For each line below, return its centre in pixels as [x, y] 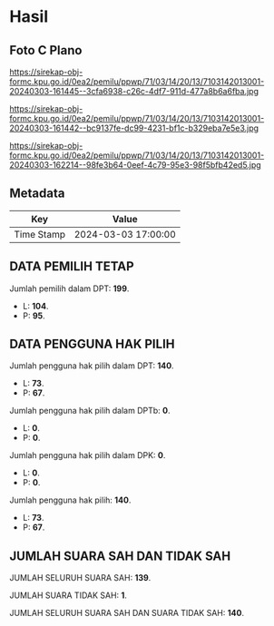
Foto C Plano [46, 50]
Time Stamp [40, 234]
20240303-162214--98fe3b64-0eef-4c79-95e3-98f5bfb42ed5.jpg [135, 165]
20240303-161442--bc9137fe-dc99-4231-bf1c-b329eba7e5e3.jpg [134, 128]
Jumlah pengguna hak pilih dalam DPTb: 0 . [90, 411]
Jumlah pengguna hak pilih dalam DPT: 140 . [92, 366]
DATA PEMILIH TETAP [72, 266]
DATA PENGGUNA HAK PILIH [92, 344]
